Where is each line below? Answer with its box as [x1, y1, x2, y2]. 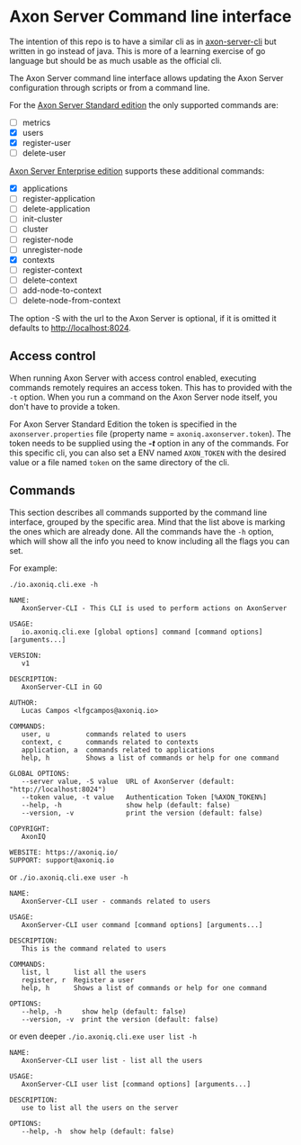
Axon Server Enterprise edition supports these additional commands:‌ [9, 166, 265, 176]
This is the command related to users [21, 943, 167, 953]
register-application [22, 194, 96, 204]
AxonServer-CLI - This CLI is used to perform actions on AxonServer [21, 603, 288, 613]
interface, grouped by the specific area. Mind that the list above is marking [9, 516, 286, 527]
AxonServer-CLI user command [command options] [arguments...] [21, 920, 263, 929]
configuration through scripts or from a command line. [9, 82, 210, 93]
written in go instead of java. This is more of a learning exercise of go [9, 45, 266, 56]
